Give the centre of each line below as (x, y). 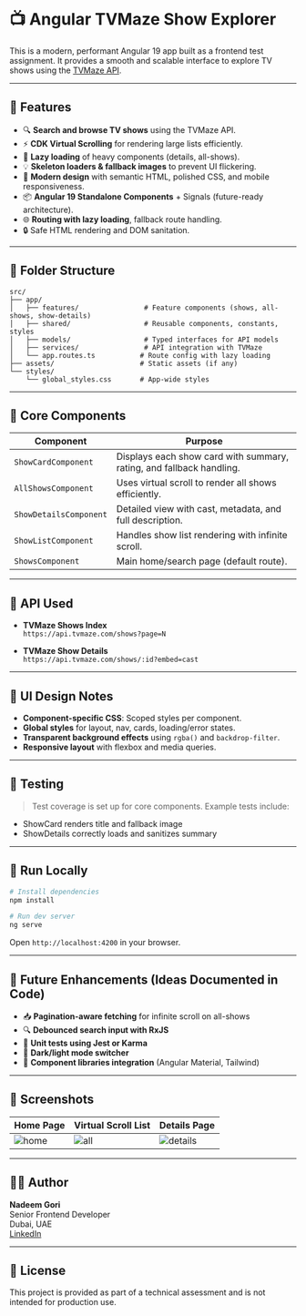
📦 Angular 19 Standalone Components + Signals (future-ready (143, 196)
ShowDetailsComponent (61, 515)
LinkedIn (25, 1233)
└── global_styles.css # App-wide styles (117, 379)
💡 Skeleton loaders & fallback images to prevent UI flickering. (139, 166)
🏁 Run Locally (49, 871)
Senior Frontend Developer (60, 1214)
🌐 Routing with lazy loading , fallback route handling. (122, 219)
